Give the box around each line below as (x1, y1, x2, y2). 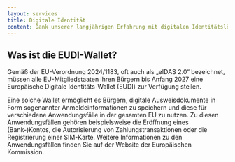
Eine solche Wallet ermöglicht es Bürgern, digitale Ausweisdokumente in (7, 96, 216, 105)
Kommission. (7, 148, 45, 156)
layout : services (7, 10, 58, 17)
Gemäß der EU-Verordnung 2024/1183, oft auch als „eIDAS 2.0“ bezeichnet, (7, 68, 225, 76)
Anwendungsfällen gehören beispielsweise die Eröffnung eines (7, 118, 189, 126)
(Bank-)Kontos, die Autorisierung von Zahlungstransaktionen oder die (7, 126, 208, 134)
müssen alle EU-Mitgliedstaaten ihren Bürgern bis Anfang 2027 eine (7, 75, 204, 84)
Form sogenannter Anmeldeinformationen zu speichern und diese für (7, 103, 207, 112)
